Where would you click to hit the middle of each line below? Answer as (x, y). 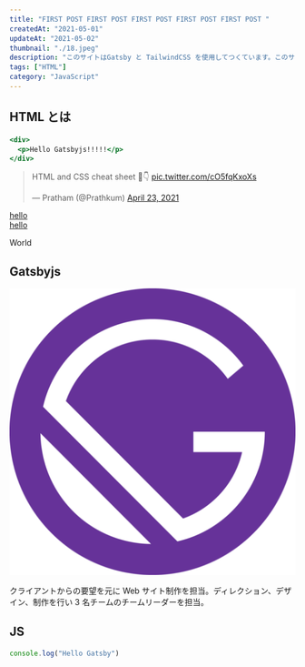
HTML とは (40, 117)
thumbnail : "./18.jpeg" (54, 48)
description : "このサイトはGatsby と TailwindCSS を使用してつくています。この (149, 58)
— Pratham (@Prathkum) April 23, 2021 (105, 198)
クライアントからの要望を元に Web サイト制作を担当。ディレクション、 (143, 591)
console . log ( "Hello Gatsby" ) (64, 653)
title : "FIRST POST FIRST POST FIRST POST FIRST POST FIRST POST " (140, 19)
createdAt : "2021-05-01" (56, 29)
